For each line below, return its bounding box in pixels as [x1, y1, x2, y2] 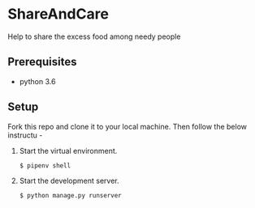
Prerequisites [7, 55, 77, 69]
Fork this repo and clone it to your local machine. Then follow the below [7, 121, 248, 131]
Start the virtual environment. [19, 146, 118, 155]
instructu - [7, 130, 43, 140]
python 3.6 [19, 76, 56, 86]
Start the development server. [19, 176, 119, 185]
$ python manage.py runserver [19, 191, 123, 199]
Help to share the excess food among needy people [7, 32, 181, 41]
